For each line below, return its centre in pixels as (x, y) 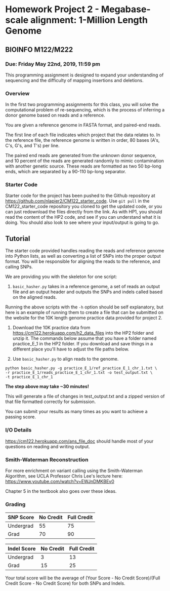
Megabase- (126, 9)
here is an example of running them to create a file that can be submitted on (84, 312)
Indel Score (22, 549)
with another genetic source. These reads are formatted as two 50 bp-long (83, 166)
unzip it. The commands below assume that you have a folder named (84, 338)
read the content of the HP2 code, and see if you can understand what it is (83, 217)
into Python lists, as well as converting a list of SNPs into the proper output (83, 256)
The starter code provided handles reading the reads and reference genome (85, 251)
